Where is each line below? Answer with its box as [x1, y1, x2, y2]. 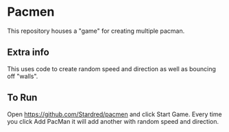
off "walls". [7, 72, 38, 80]
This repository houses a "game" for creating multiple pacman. [7, 27, 185, 35]
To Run [7, 92, 38, 103]
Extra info [7, 47, 49, 58]
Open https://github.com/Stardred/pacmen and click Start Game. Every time [7, 110, 222, 118]
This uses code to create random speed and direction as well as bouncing [7, 64, 216, 72]
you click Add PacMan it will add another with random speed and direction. [7, 117, 219, 125]
